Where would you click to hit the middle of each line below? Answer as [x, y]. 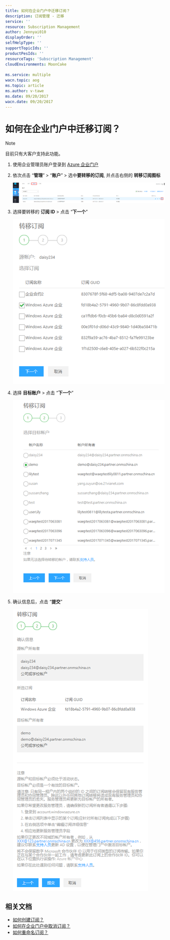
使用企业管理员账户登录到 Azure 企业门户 [55, 164]
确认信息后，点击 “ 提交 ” [37, 602]
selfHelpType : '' [24, 43]
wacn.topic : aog [22, 80]
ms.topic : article [25, 86]
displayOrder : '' [24, 38]
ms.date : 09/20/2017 [27, 96]
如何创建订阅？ [28, 920]
